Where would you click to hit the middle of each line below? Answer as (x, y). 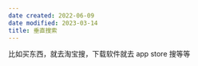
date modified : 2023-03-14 (53, 23)
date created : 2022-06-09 (51, 16)
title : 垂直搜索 (33, 30)
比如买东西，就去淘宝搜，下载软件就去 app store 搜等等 (99, 54)
